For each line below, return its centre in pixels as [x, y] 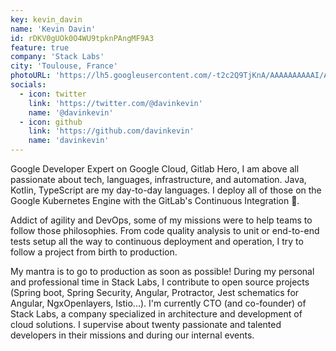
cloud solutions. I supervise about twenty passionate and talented [146, 324]
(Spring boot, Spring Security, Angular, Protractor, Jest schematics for [155, 292]
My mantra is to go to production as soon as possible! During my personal [162, 271]
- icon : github [51, 122]
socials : [28, 85]
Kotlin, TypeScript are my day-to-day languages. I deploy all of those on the [166, 190]
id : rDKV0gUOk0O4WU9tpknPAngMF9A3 [82, 38]
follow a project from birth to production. [94, 252]
